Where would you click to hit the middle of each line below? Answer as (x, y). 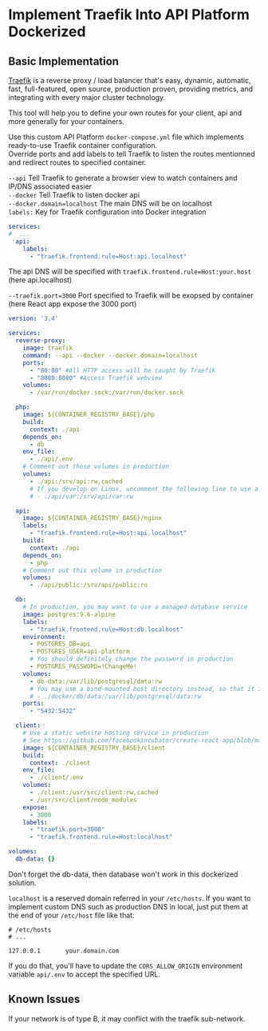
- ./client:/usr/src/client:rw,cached (94, 793)
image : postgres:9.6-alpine (69, 614)
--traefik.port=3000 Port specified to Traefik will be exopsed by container (131, 296)
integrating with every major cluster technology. (87, 97)
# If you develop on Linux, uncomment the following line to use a (144, 489)
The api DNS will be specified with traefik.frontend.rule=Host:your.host (130, 272)
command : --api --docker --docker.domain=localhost (110, 355)
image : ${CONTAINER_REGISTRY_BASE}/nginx (92, 518)
